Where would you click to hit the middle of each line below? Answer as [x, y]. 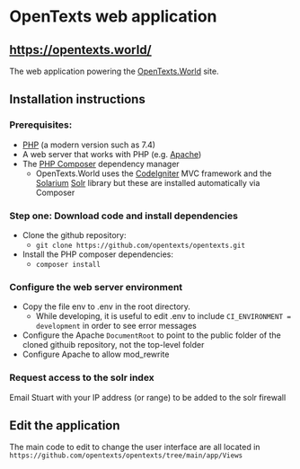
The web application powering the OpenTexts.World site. [114, 71]
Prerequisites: [41, 125]
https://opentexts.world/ [81, 50]
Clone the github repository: [74, 234]
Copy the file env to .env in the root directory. [106, 306]
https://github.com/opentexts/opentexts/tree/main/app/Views [126, 456]
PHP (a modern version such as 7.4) [88, 145]
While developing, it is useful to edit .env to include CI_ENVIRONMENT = [163, 316]
